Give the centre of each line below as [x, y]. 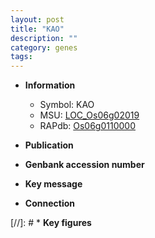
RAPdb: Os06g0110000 [87, 126]
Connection [49, 203]
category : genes [44, 47]
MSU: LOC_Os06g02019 [89, 115]
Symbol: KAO [67, 105]
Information [50, 85]
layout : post [37, 19]
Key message [53, 184]
